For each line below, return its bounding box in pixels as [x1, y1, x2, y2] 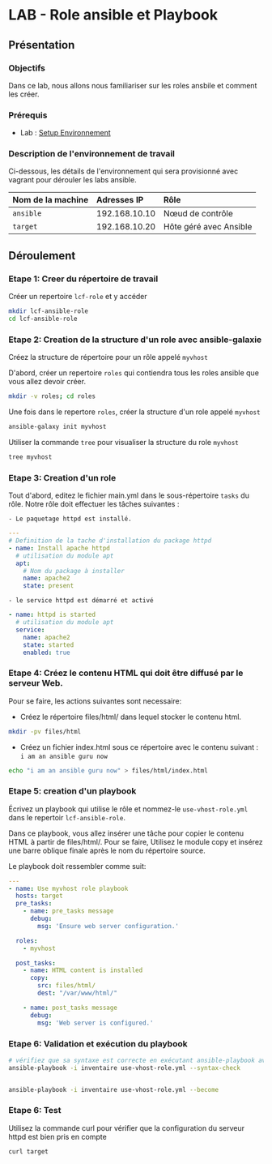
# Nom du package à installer [23, 567, 125, 575]
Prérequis [8, 109, 48, 121]
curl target [8, 1147, 49, 1156]
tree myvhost [8, 452, 53, 461]
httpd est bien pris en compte [8, 1132, 107, 1141]
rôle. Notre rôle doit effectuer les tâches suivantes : [8, 499, 180, 509]
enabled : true [23, 648, 70, 657]
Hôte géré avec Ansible [163, 221, 253, 233]
